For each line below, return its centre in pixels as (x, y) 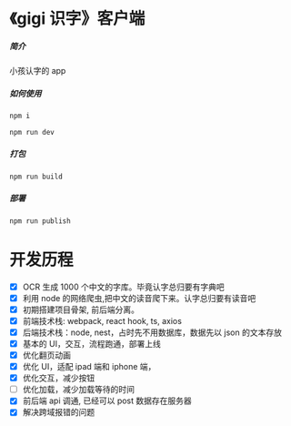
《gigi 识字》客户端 (77, 19)
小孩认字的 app (38, 71)
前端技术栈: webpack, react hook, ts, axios (102, 320)
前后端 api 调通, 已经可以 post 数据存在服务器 (107, 401)
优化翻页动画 (46, 355)
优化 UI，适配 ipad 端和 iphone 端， (89, 367)
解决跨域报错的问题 (59, 412)
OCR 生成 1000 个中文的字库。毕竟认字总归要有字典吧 (123, 287)
